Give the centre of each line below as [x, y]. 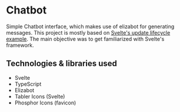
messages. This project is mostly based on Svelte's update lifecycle [88, 32]
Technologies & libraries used [62, 64]
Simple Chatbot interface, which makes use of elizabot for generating [90, 26]
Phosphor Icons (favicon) [45, 103]
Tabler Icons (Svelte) [40, 96]
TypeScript [28, 84]
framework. [20, 45]
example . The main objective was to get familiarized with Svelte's [85, 39]
